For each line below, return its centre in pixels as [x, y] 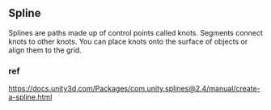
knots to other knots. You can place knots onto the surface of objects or [128, 41]
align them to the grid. [45, 50]
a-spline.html [30, 97]
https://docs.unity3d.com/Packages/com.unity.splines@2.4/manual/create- [134, 89]
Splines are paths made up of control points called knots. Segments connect [135, 32]
